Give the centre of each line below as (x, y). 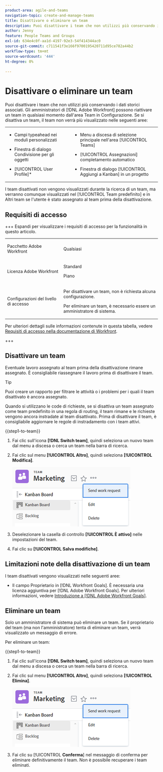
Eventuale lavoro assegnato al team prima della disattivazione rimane (74, 367)
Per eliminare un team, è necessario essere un (109, 306)
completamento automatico (107, 159)
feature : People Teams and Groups (40, 36)
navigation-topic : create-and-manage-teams (50, 15)
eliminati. (21, 765)
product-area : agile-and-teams (37, 10)
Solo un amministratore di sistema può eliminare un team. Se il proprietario (80, 622)
